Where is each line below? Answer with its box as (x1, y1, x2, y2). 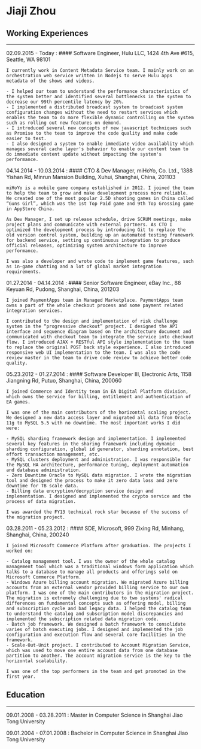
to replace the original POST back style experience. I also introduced (6, 344, 191, 350)
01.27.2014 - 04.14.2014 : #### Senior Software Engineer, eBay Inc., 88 (6, 280, 181, 286)
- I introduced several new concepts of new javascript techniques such (6, 125, 191, 131)
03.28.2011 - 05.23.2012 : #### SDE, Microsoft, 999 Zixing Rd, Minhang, (6, 525, 185, 532)
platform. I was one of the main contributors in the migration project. (6, 590, 194, 596)
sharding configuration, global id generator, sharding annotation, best (6, 446, 194, 452)
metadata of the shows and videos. (6, 78, 95, 84)
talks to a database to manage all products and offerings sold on (6, 569, 178, 575)
